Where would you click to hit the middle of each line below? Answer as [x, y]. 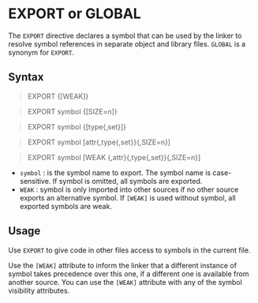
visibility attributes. [39, 290]
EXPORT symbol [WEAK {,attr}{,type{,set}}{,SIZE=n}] [114, 157]
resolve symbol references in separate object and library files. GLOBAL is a [127, 43]
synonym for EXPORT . [41, 52]
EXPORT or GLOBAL [75, 14]
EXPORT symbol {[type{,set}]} [77, 126]
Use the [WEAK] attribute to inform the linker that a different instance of [123, 265]
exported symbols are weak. [66, 206]
